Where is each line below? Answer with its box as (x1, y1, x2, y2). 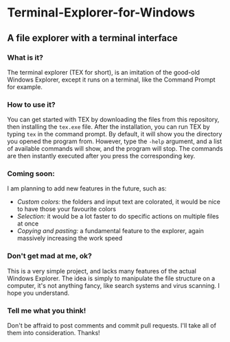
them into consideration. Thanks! (7, 329, 101, 337)
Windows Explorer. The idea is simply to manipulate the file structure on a (7, 274, 216, 282)
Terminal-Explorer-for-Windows (7, 5, 196, 21)
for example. (7, 82, 43, 90)
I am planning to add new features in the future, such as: (7, 184, 167, 193)
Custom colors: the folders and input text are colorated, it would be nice (16, 197, 221, 206)
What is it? (7, 53, 43, 62)
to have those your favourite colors (16, 205, 117, 213)
